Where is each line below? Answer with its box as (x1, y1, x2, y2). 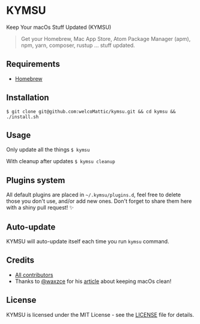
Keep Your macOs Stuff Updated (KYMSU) (6, 23, 112, 31)
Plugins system (6, 175, 65, 185)
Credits (6, 255, 35, 266)
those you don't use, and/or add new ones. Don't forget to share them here (6, 198, 192, 205)
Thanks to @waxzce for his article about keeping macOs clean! (14, 278, 172, 285)
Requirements (6, 59, 60, 69)
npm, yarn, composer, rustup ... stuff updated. (20, 42, 135, 49)
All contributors (14, 271, 53, 278)
